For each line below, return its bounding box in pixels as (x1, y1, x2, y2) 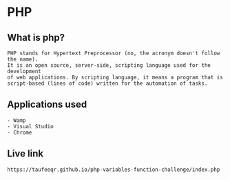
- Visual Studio (7, 123, 54, 130)
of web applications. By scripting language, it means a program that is (7, 74, 224, 81)
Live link (7, 148, 43, 159)
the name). (7, 56, 39, 63)
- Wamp (7, 117, 26, 124)
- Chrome (7, 129, 32, 136)
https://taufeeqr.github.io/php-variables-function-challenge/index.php (7, 166, 220, 173)
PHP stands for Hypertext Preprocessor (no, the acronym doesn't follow (7, 50, 220, 57)
